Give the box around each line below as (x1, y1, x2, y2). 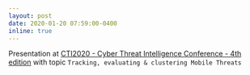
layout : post (8, 11, 53, 20)
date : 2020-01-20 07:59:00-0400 (8, 19, 117, 27)
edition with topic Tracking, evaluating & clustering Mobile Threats (8, 57, 242, 67)
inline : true (8, 27, 53, 35)
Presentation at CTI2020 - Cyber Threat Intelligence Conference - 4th (8, 49, 242, 59)
